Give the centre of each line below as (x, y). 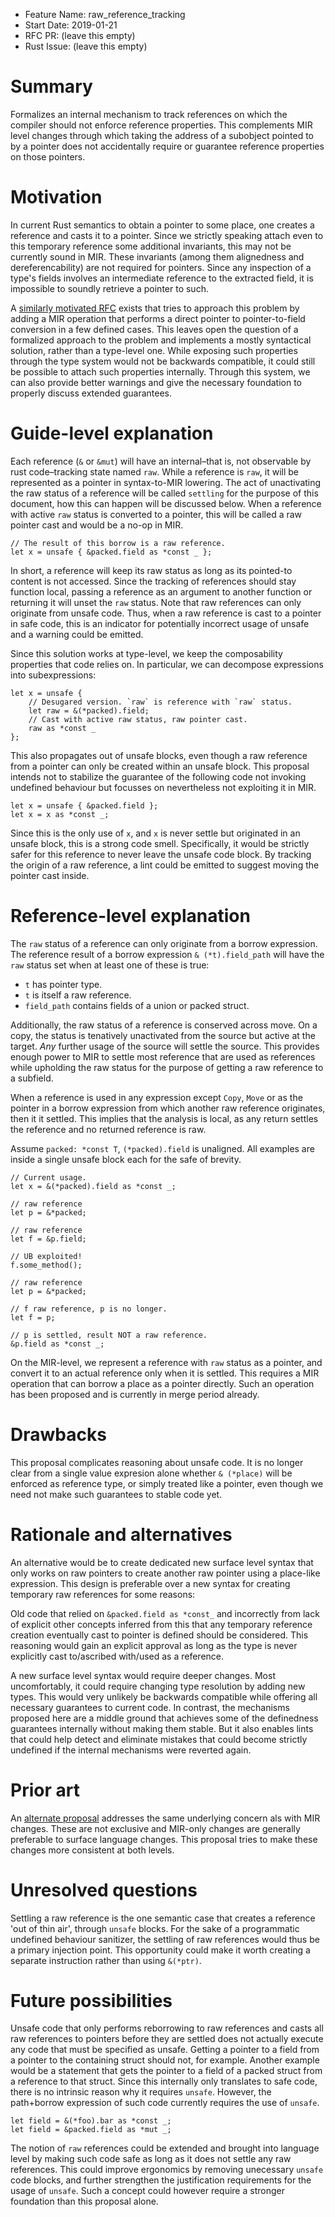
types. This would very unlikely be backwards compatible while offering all (164, 1696)
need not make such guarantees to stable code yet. (116, 1494)
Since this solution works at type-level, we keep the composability (146, 653)
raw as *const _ (62, 728)
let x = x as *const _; (60, 814)
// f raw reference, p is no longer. (89, 1309)
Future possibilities (91, 2000)
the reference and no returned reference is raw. (108, 1129)
